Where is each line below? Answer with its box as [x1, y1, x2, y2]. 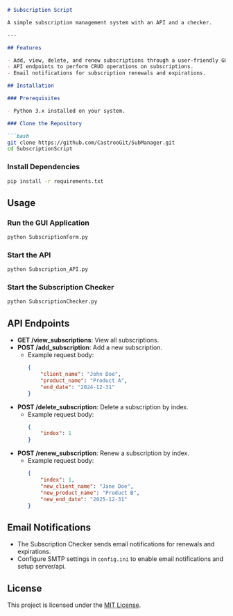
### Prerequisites [7, 95, 60, 102]
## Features [7, 44, 42, 52]
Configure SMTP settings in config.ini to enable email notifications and [17, 555, 224, 563]
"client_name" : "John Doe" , [40, 371, 121, 378]
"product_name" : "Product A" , [40, 377, 128, 384]
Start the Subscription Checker [7, 283, 114, 292]
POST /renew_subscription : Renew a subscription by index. [17, 449, 189, 457]
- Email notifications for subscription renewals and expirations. [7, 70, 207, 77]
